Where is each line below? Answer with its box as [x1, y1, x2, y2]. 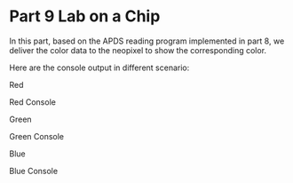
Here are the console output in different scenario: [9, 62, 190, 73]
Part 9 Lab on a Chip [9, 6, 161, 27]
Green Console [9, 131, 65, 141]
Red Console [9, 96, 56, 107]
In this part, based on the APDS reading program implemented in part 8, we [9, 36, 285, 46]
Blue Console [9, 165, 59, 176]
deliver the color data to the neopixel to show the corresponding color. [9, 44, 267, 55]
